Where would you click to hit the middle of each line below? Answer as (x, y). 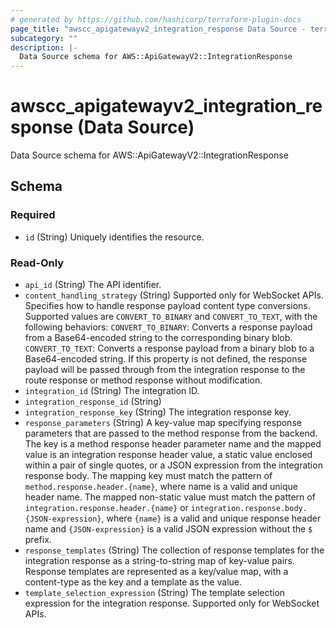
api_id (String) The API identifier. (93, 285)
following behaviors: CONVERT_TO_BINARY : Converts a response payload (168, 327)
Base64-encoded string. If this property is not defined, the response (166, 359)
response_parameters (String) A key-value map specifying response (163, 423)
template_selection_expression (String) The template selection (155, 593)
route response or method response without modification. (143, 380)
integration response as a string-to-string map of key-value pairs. (159, 561)
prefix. (38, 540)
